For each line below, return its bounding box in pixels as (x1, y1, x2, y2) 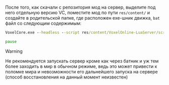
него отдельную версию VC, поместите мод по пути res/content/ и (5, 10, 150, 16)
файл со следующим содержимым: (5, 20, 81, 26)
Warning (5, 48, 23, 54)
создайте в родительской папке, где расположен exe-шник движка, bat (5, 15, 160, 21)
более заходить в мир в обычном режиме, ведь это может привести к (5, 63, 157, 69)
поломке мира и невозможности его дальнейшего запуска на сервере (5, 68, 158, 74)
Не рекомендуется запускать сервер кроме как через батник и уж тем (5, 58, 159, 64)
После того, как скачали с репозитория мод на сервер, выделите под (5, 5, 156, 10)
